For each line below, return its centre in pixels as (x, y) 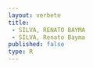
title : (19, 23)
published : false (36, 45)
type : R (21, 52)
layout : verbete (34, 15)
